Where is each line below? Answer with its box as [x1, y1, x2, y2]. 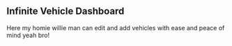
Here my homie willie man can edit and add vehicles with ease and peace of [6, 23, 225, 32]
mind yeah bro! [6, 31, 50, 39]
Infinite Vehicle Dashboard [6, 5, 125, 17]
